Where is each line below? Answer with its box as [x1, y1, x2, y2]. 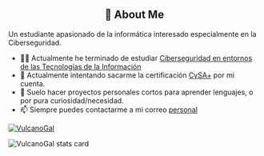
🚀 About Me [104, 8, 165, 22]
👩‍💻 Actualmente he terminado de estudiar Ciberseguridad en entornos [19, 53, 253, 62]
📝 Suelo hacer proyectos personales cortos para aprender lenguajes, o [19, 87, 254, 97]
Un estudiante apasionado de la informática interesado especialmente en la [8, 29, 257, 38]
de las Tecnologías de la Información [19, 62, 142, 71]
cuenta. [19, 78, 46, 88]
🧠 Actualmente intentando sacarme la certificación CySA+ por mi [19, 70, 234, 80]
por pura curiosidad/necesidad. [19, 95, 124, 105]
